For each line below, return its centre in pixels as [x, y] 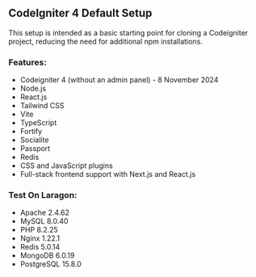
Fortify [31, 132]
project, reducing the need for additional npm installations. [106, 41]
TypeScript [38, 123]
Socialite [34, 140]
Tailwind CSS [42, 106]
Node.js [33, 89]
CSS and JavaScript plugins [66, 166]
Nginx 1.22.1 [40, 238]
